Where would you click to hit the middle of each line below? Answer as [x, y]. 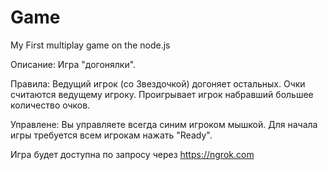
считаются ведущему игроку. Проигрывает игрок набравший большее [162, 94]
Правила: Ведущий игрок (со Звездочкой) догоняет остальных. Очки [158, 83]
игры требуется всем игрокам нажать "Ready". [111, 135]
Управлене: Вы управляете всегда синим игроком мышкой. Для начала [164, 124]
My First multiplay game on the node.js [90, 45]
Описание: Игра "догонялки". [73, 64]
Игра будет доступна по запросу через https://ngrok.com [132, 154]
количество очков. [50, 105]
